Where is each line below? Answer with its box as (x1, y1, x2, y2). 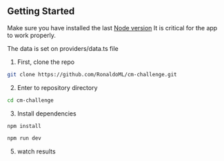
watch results (17, 147, 57, 155)
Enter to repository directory (17, 83, 98, 92)
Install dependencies (17, 109, 77, 118)
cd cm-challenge (7, 96, 54, 104)
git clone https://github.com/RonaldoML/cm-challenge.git (7, 71, 177, 78)
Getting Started (7, 6, 75, 17)
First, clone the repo (17, 58, 74, 66)
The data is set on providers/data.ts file (7, 44, 119, 52)
